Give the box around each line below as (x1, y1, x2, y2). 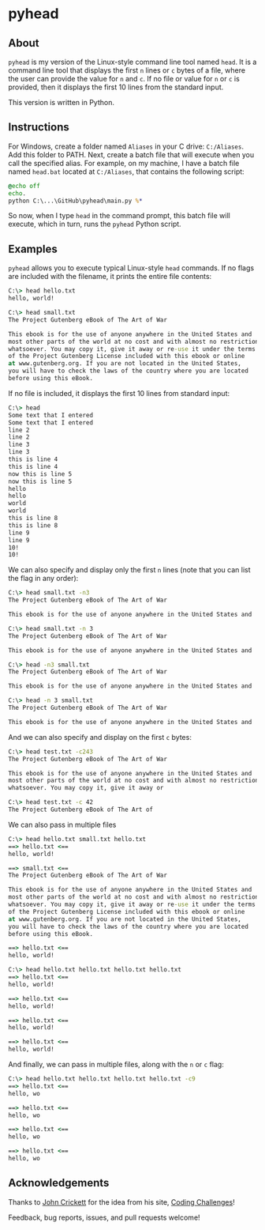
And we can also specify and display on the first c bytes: (8, 732, 192, 741)
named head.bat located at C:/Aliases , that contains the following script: (8, 167, 244, 176)
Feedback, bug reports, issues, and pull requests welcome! (8, 1213, 200, 1222)
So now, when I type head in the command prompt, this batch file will (8, 211, 230, 221)
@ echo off (8, 182, 41, 190)
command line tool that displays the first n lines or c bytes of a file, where (8, 66, 246, 75)
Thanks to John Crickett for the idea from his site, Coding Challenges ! (8, 1197, 235, 1206)
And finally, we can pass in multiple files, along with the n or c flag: (8, 1060, 225, 1069)
